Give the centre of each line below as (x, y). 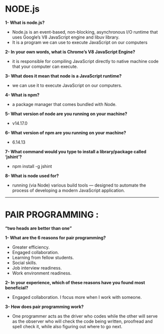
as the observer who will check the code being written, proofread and (82, 321)
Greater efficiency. (31, 247)
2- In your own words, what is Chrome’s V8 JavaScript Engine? (70, 52)
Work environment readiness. (42, 273)
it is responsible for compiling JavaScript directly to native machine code (85, 61)
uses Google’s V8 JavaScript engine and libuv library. (66, 37)
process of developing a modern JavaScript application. (69, 190)
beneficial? (17, 288)
